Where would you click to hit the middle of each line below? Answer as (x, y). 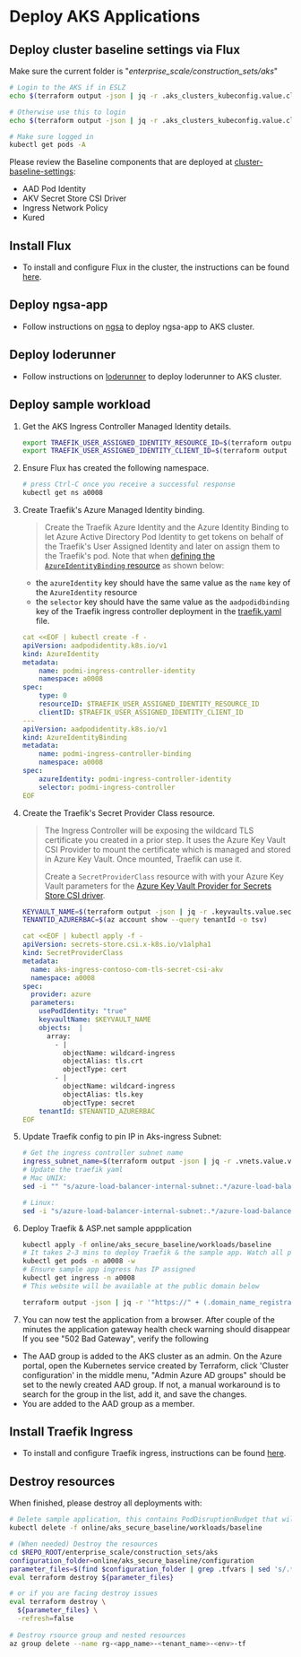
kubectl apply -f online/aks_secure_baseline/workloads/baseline (146, 1245)
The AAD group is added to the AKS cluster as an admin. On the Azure (152, 1356)
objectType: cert (95, 1070)
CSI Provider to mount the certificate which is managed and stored (168, 849)
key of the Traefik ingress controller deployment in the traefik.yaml (159, 611)
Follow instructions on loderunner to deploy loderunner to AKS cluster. (152, 376)
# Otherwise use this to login (68, 112)
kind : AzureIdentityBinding (74, 737)
